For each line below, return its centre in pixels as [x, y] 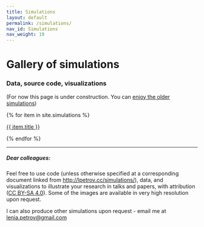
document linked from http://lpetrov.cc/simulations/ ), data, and [85, 180]
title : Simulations [31, 12]
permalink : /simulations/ [39, 23]
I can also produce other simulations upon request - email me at [86, 211]
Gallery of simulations [63, 65]
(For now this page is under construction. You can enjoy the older [88, 97]
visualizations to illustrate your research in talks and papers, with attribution [101, 186]
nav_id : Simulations [32, 29]
